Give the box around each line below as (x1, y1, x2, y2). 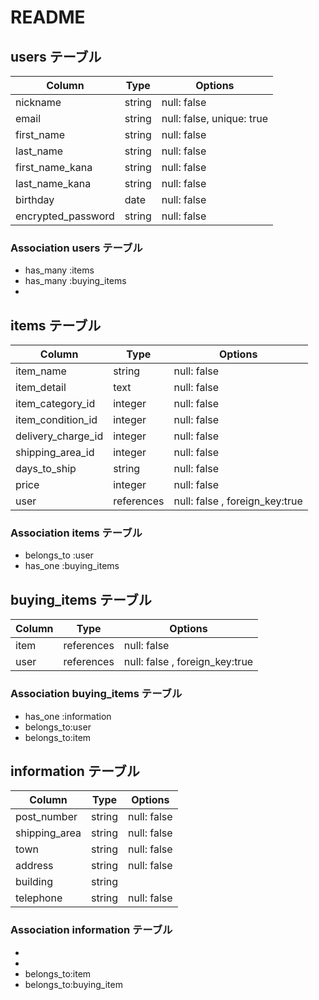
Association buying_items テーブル (10, 687, 183, 701)
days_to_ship (15, 462, 77, 476)
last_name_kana (15, 177, 92, 190)
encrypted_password (15, 209, 115, 223)
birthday (15, 193, 55, 206)
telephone (15, 891, 63, 905)
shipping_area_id (15, 446, 95, 460)
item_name (15, 364, 67, 378)
